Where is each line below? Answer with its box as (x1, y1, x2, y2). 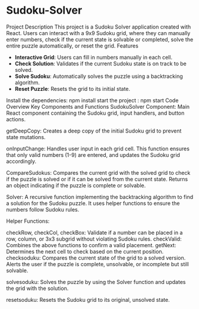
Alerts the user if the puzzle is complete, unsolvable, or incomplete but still (6, 260, 189, 267)
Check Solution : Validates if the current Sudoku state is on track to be (14, 60, 187, 67)
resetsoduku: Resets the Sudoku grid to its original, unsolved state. (6, 296, 170, 303)
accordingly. (6, 157, 37, 165)
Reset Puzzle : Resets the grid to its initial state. (14, 85, 131, 92)
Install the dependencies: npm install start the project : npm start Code (6, 96, 179, 104)
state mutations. (6, 133, 46, 140)
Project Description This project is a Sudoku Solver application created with (6, 23, 191, 30)
